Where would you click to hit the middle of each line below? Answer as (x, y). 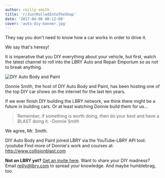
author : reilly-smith (27, 10)
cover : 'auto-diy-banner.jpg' (36, 23)
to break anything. (24, 67)
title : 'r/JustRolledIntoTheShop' (41, 14)
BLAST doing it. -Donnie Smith (48, 121)
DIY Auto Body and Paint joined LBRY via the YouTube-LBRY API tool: (75, 140)
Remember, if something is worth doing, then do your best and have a (88, 116)
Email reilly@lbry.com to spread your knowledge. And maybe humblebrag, (81, 166)
